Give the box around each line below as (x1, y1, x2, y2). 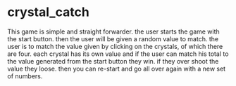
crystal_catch (7, 4, 89, 20)
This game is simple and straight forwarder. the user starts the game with (7, 27, 220, 36)
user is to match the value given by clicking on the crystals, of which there (7, 42, 223, 50)
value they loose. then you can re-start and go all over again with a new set (7, 64, 226, 73)
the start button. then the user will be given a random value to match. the (7, 34, 219, 43)
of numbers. (7, 71, 43, 80)
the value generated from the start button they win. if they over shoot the (7, 57, 219, 65)
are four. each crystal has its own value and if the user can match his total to (7, 50, 229, 58)
